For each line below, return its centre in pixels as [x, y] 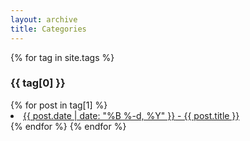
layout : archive [44, 19]
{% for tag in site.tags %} [62, 57]
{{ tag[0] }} [38, 83]
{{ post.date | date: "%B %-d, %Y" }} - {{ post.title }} [131, 115]
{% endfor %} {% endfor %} [68, 126]
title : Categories [48, 29]
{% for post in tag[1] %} [59, 105]
